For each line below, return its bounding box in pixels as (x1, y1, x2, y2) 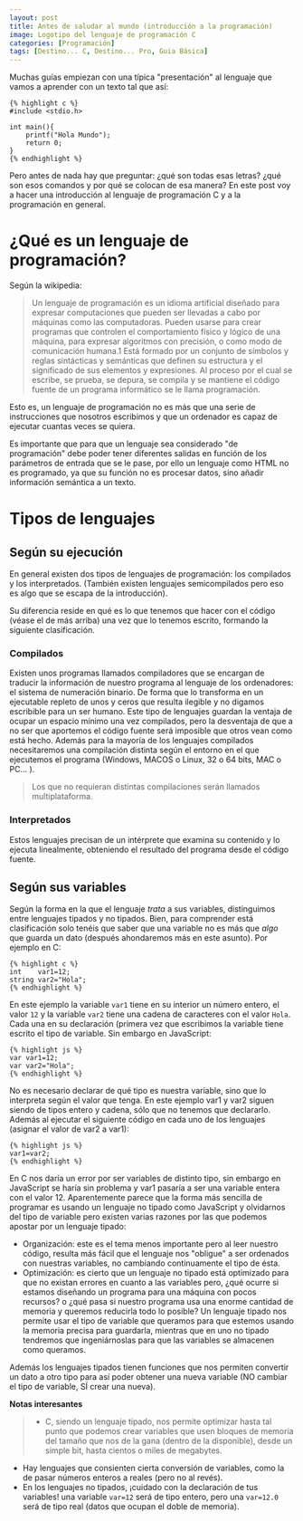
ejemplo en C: (9, 942, 62, 953)
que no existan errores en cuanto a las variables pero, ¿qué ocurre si (22, 1277, 279, 1288)
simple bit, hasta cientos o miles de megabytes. (44, 1445, 223, 1456)
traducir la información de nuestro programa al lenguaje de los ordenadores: (9, 677, 294, 688)
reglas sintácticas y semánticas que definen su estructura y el (31, 355, 263, 367)
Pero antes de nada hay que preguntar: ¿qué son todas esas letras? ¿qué (9, 170, 282, 181)
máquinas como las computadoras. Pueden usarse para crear (31, 317, 262, 328)
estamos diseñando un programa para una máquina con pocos (22, 1287, 257, 1297)
